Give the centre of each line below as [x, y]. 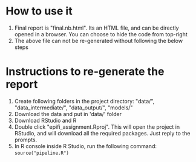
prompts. [26, 140]
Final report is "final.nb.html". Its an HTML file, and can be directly [96, 28]
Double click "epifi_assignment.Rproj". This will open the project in [97, 127]
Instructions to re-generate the [85, 72]
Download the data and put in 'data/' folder [68, 114]
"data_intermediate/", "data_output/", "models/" [73, 108]
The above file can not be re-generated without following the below [98, 40]
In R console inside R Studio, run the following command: [85, 146]
